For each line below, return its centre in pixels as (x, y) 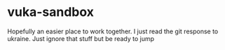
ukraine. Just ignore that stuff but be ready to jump (81, 38)
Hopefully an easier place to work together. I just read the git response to (113, 31)
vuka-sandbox (51, 12)
